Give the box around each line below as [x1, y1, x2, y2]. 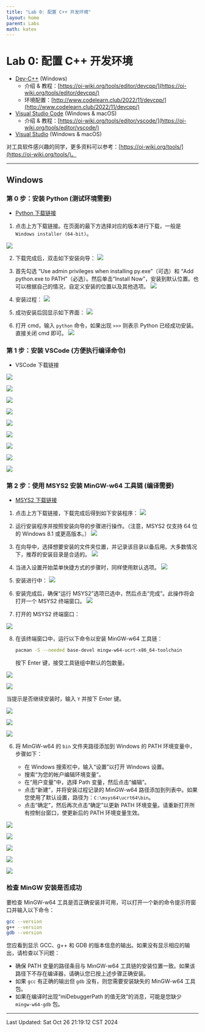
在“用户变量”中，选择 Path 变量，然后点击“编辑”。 [24, 778, 150, 786]
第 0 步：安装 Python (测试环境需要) [6, 194, 112, 203]
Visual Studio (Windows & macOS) [15, 130, 102, 138]
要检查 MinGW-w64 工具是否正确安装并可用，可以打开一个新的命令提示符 [6, 898, 191, 906]
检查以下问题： [22, 949, 60, 957]
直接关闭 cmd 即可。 [15, 329, 67, 337]
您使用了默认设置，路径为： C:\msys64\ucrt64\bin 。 [24, 794, 154, 801]
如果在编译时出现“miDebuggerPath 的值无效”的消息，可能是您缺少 [15, 993, 182, 1000]
